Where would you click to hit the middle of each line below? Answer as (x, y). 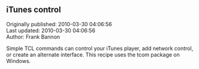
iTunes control (34, 10)
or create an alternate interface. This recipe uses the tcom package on (93, 54)
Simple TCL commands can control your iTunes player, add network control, (100, 48)
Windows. (19, 61)
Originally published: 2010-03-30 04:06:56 (59, 24)
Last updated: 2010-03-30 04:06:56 (51, 30)
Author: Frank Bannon (33, 37)
